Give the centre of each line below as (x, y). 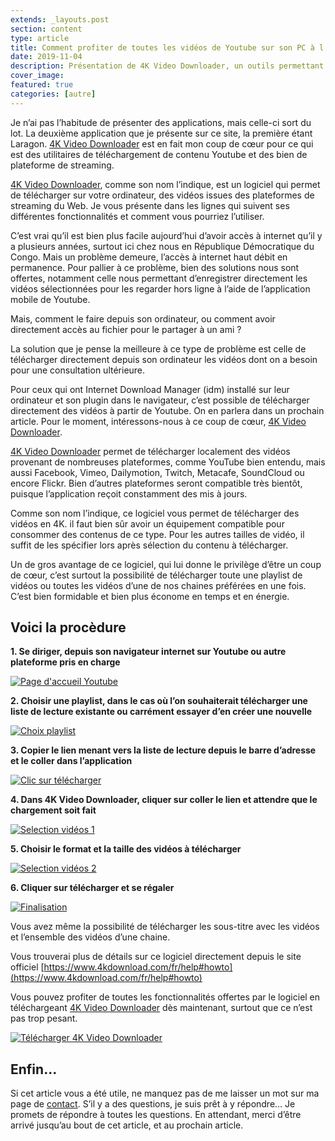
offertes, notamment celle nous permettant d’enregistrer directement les (159, 278)
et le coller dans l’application (71, 761)
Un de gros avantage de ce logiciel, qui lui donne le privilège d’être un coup (166, 564)
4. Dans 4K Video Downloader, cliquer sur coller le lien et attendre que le (164, 800)
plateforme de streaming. (62, 165)
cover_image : (37, 76)
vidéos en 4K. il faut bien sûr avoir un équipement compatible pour (147, 523)
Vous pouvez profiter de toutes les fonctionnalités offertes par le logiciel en (165, 997)
